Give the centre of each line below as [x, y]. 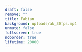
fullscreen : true [23, 33]
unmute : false [20, 28]
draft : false [19, 10]
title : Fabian [20, 19]
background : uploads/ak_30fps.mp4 [41, 24]
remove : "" [16, 14]
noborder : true [21, 38]
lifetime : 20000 [22, 42]
